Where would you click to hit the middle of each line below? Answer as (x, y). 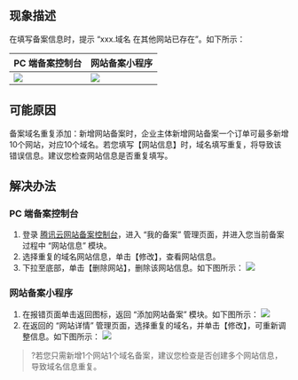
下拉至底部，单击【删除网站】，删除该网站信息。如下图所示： (133, 268)
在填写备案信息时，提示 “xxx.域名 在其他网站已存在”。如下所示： (127, 39)
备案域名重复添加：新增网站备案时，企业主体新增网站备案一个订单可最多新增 (149, 133)
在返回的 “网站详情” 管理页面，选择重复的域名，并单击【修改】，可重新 (150, 325)
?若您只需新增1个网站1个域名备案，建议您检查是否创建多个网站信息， (157, 355)
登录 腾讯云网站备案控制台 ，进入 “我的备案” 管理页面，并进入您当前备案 (153, 234)
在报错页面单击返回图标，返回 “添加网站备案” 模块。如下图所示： (141, 314)
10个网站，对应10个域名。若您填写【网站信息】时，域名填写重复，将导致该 (145, 144)
